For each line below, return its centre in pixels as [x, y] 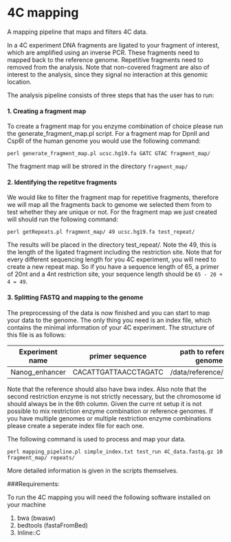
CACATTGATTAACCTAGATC [118, 372]
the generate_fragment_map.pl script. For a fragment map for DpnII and [108, 134]
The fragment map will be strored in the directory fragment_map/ [98, 166]
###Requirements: [33, 483]
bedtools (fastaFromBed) [52, 525]
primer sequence [118, 356]
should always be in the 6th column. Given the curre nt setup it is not [104, 403]
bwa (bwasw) [36, 518]
